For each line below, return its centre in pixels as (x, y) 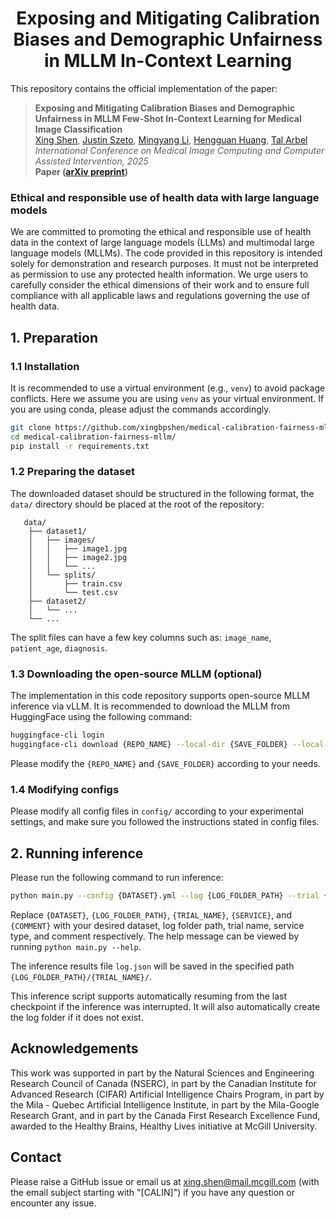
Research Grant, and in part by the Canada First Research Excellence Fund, (165, 1115)
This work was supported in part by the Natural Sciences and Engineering (162, 1073)
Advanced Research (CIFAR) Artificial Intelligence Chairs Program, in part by (167, 1094)
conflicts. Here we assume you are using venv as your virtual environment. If (167, 398)
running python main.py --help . (76, 946)
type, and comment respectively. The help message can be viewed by (155, 936)
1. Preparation (54, 337)
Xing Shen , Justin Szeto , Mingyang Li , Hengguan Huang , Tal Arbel (171, 139)
